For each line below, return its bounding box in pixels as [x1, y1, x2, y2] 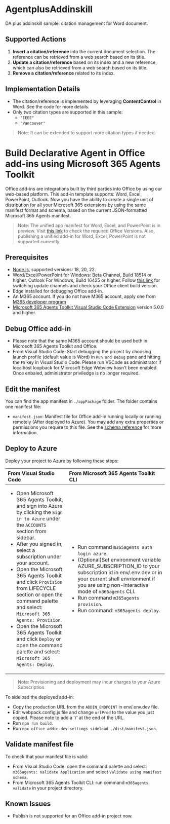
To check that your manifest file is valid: [5, 754, 89, 760]
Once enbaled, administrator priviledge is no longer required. [12, 370, 140, 376]
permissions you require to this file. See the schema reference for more [12, 424, 162, 430]
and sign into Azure [16, 502, 63, 509]
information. [12, 429, 38, 435]
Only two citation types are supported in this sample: [12, 109, 123, 115]
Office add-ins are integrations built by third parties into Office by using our [5, 185, 162, 192]
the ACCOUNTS [16, 521, 47, 528]
